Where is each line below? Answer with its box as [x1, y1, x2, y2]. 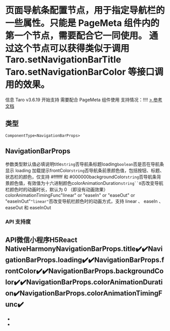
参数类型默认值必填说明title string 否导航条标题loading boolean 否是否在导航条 [5, 161, 164, 167]
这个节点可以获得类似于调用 [14, 43, 130, 54]
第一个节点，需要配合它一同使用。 [5, 30, 148, 42]
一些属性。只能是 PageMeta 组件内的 [5, 17, 160, 29]
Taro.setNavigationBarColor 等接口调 [5, 67, 163, 78]
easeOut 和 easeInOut [5, 204, 52, 211]
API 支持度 [5, 218, 31, 225]
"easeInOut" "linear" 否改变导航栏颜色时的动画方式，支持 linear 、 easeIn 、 [5, 198, 163, 204]
